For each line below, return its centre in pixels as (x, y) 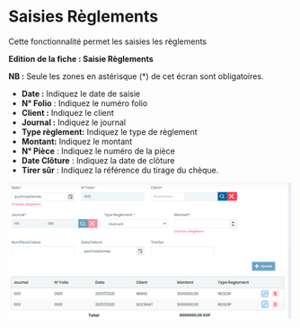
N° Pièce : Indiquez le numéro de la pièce (98, 151)
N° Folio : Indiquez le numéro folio (84, 103)
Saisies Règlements (84, 17)
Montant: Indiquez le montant (77, 141)
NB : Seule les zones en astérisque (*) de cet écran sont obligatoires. (136, 76)
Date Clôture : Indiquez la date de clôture (98, 160)
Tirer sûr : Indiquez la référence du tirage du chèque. (120, 170)
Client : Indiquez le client (67, 112)
